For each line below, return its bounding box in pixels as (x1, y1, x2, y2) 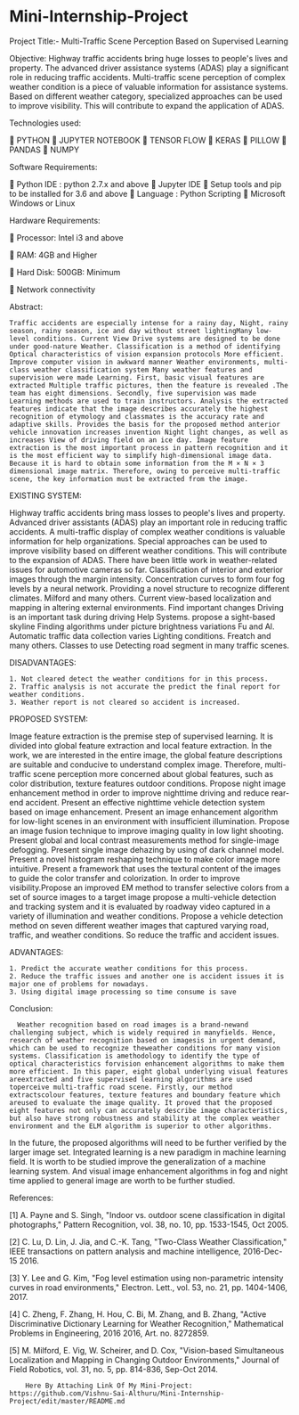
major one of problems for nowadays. (9, 979, 149, 988)
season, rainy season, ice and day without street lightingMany (9, 326, 253, 335)
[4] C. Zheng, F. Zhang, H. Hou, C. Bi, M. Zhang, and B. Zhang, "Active (9, 1308, 267, 1320)
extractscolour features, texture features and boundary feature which (9, 1090, 280, 1100)
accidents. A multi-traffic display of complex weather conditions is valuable (9, 526, 286, 536)
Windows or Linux (9, 198, 76, 209)
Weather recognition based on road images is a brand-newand (17, 1020, 249, 1029)
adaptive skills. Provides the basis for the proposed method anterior (9, 420, 280, 429)
